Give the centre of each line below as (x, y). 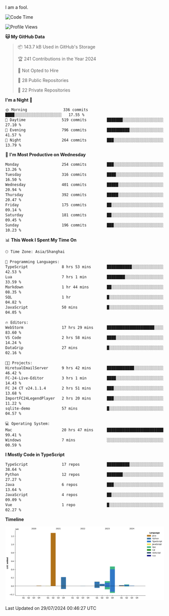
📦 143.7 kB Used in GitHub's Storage (57, 47)
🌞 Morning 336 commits (47, 110)
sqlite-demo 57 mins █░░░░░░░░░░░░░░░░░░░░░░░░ (84, 409)
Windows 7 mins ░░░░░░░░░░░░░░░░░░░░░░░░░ (84, 440)
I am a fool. (17, 7)
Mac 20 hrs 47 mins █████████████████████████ (84, 430)
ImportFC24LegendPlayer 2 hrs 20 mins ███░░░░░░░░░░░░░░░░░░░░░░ (84, 399)
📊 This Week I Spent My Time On (41, 240)
